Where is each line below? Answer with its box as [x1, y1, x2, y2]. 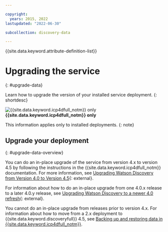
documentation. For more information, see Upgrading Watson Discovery [5, 170, 153, 175]
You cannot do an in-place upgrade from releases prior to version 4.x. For [5, 205, 157, 211]
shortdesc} [5, 97, 28, 103]
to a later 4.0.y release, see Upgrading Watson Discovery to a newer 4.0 [5, 190, 153, 196]
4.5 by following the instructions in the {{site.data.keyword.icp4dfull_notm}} [5, 164, 161, 170]
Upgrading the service [5, 65, 100, 77]
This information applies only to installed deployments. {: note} [5, 122, 134, 128]
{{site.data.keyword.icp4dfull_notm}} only [5, 112, 96, 118]
